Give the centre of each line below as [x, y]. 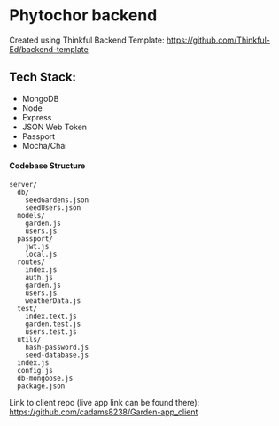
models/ [31, 215]
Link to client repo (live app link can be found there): [105, 402]
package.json [41, 386]
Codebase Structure [47, 166]
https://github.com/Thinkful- [218, 40]
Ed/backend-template [49, 49]
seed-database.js [57, 355]
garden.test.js [53, 324]
